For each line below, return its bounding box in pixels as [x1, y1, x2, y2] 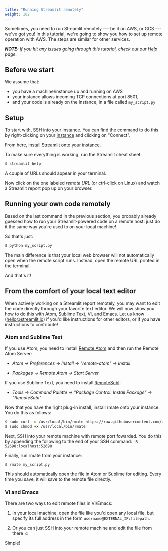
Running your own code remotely [5, 200, 111, 208]
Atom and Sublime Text [5, 334, 63, 341]
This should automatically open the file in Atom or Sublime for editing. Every [5, 471, 161, 477]
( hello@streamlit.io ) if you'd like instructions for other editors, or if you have [5, 316, 161, 322]
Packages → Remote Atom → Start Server [12, 370, 99, 376]
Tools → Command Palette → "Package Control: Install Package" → [12, 389, 152, 395]
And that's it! [5, 272, 31, 278]
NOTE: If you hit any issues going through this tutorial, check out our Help [5, 46, 158, 52]
